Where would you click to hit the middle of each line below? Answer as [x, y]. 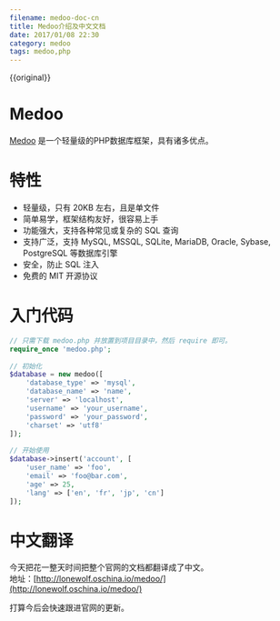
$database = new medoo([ [56, 375]
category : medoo [40, 43]
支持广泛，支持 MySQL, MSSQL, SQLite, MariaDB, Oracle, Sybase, [146, 241]
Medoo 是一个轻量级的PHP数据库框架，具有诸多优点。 [111, 141]
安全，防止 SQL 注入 [61, 264]
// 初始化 [26, 366]
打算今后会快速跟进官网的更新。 [69, 608]
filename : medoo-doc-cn [55, 18]
